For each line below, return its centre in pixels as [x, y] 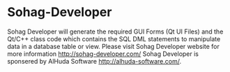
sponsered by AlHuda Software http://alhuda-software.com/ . [94, 61]
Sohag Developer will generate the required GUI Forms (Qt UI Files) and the [115, 31]
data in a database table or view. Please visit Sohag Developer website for [113, 46]
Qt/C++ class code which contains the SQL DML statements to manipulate [114, 38]
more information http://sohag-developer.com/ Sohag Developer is [103, 54]
